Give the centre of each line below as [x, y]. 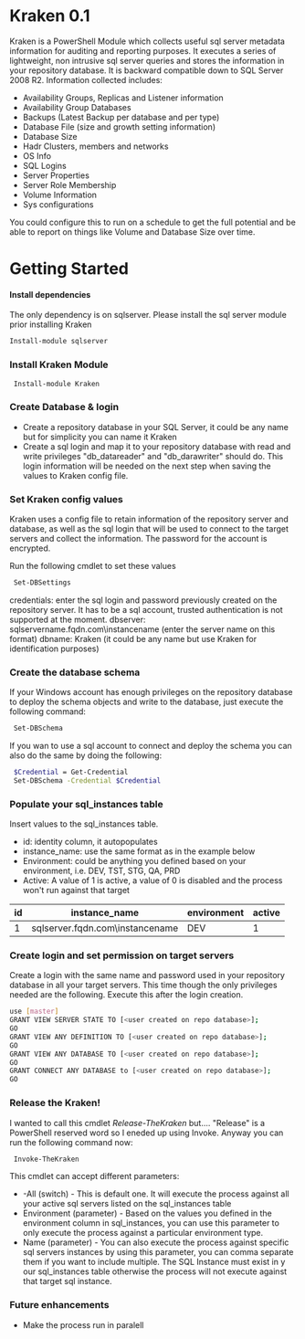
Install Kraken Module [59, 364]
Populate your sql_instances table [86, 804]
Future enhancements [59, 1305]
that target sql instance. [67, 1281]
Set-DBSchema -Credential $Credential [87, 780]
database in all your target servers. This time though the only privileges [143, 985]
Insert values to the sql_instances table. [84, 824]
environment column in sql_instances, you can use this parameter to [151, 1223]
